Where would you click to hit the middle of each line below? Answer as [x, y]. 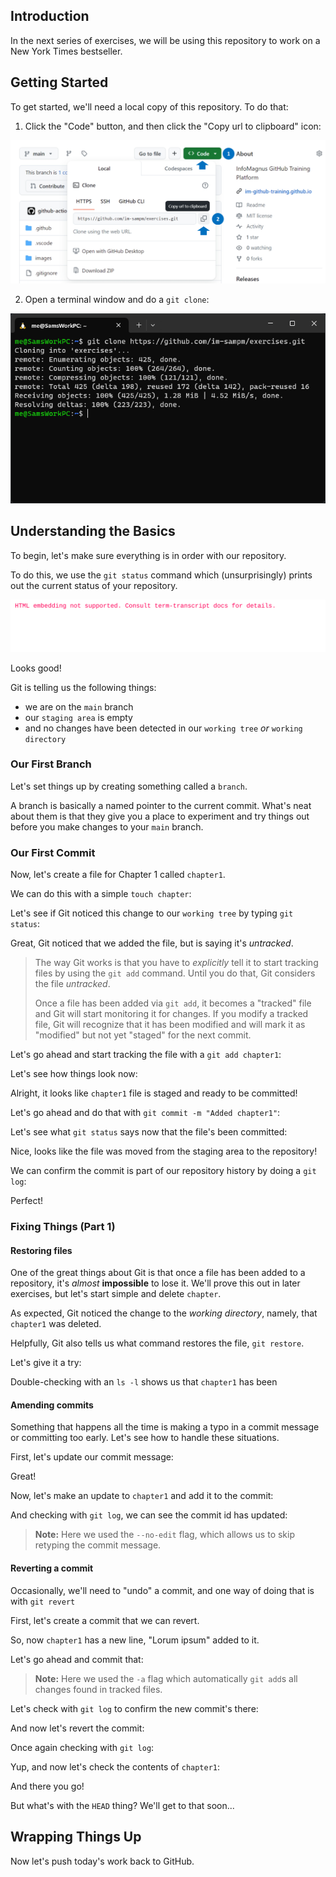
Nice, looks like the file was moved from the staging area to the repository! [164, 1151]
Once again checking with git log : [82, 1747]
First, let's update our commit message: [92, 1457]
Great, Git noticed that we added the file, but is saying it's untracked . [152, 943]
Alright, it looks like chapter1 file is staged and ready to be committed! [154, 1093]
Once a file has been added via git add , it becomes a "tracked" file [173, 1003]
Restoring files [41, 1250]
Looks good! [36, 668]
